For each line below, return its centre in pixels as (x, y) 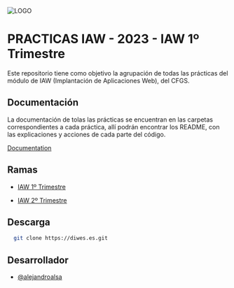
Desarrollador (38, 260)
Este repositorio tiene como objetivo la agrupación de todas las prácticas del (118, 73)
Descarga (29, 222)
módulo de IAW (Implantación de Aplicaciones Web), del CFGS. (98, 80)
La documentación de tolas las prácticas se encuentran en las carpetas (110, 120)
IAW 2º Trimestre (42, 200)
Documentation (29, 147)
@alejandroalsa (40, 277)
